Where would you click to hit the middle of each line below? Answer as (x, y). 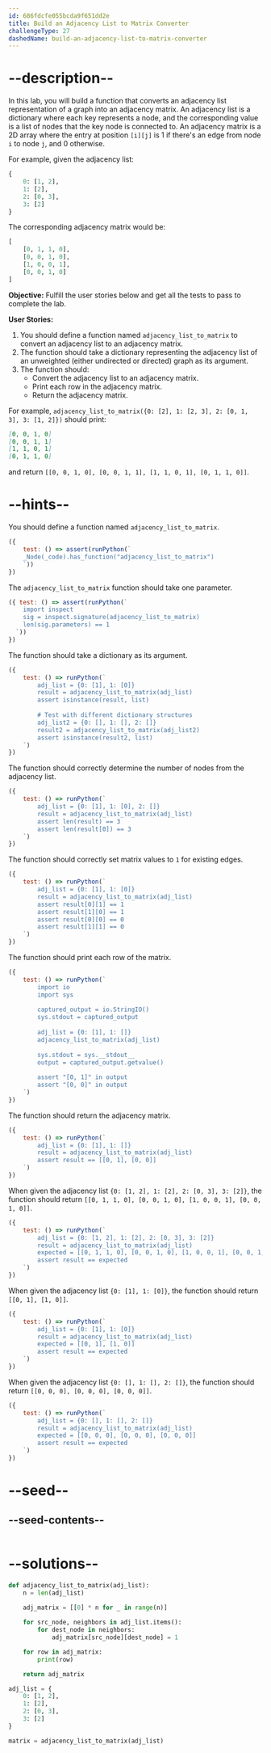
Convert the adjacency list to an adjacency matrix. (115, 377)
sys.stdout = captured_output (88, 1018)
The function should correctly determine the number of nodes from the (126, 768)
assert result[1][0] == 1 (81, 912)
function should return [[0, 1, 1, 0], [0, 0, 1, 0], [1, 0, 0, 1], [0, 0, (135, 1199)
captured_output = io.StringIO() (94, 1010)
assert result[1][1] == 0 (81, 927)
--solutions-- (54, 1564)
